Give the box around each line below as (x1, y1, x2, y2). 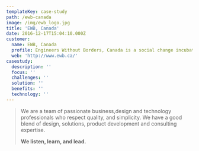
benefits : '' (11, 86, 44, 92)
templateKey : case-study (6, 8, 68, 15)
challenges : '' (11, 75, 49, 81)
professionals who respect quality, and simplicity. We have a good (20, 114, 182, 121)
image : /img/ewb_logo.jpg (6, 20, 70, 25)
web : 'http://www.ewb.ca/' (11, 53, 78, 59)
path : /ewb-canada (6, 14, 52, 20)
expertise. (20, 126, 46, 133)
